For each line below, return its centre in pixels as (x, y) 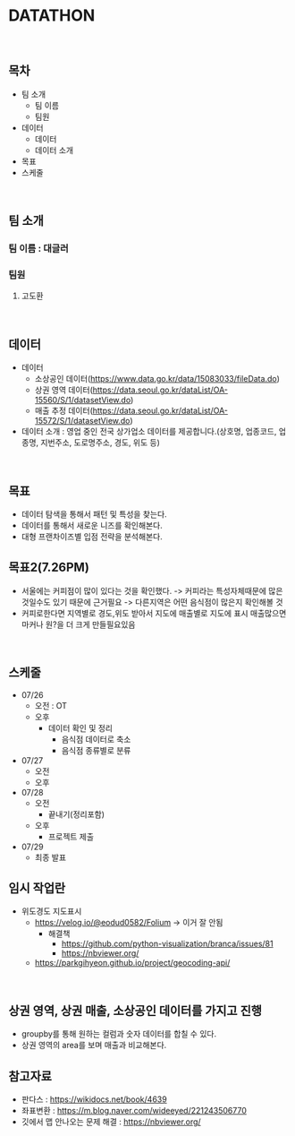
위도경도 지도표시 (51, 911)
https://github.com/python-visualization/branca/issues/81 (167, 944)
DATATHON (52, 16)
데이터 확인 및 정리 (80, 727)
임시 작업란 (37, 888)
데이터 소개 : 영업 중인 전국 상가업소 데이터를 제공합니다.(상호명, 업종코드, (149, 432)
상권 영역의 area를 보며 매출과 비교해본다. (94, 1046)
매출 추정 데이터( (63, 411)
